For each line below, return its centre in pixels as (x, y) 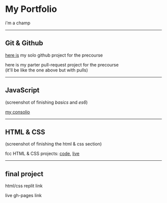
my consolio (18, 112)
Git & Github (24, 43)
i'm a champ (18, 23)
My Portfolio (31, 9)
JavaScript (22, 90)
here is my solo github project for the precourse (54, 55)
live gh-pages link (24, 196)
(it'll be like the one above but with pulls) (47, 70)
